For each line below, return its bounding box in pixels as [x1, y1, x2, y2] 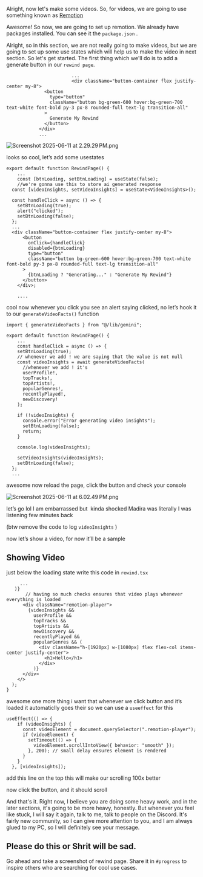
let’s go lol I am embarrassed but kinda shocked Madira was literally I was [6, 505, 191, 512]
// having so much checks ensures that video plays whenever [25, 591, 183, 597]
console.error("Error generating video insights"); [22, 418, 156, 424]
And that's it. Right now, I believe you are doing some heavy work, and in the [6, 797, 198, 805]
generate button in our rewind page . [6, 61, 95, 68]
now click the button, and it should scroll [6, 786, 108, 793]
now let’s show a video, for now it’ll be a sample [6, 535, 125, 542]
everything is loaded [6, 596, 61, 602]
